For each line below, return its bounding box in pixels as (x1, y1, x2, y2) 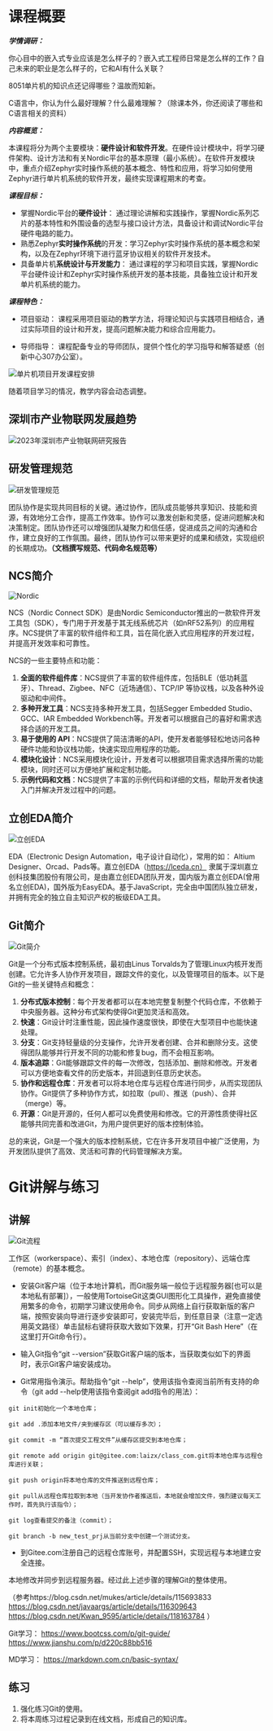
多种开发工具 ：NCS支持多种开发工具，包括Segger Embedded (19, 704, 227, 714)
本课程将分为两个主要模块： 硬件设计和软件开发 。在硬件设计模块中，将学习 (8, 143, 258, 152)
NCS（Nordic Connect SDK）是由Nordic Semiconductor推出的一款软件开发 (8, 608, 262, 617)
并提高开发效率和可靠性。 (8, 639, 94, 648)
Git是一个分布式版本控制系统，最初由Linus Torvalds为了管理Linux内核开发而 (8, 959, 262, 969)
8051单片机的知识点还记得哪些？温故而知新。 (8, 81, 160, 90)
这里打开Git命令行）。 (19, 1332, 91, 1341)
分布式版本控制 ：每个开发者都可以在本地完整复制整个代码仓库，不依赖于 (19, 997, 262, 1006)
